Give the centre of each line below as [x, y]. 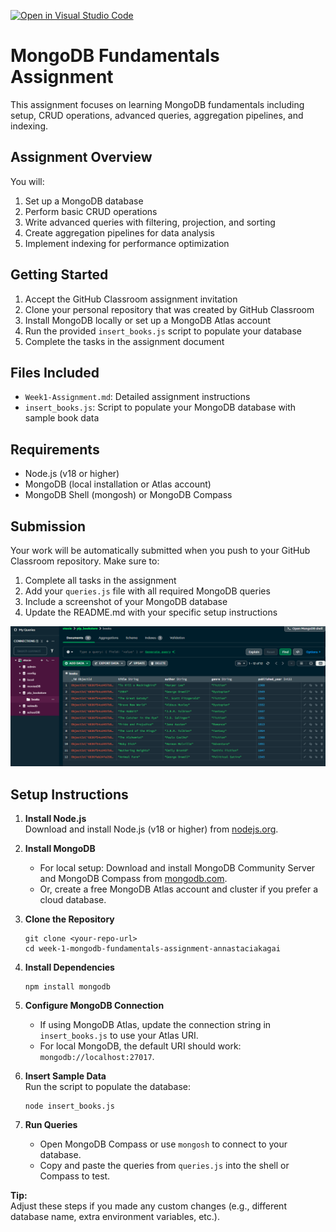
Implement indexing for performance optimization [127, 243]
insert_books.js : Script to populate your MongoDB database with [160, 407]
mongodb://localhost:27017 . [97, 1057]
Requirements [55, 449]
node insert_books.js [69, 1106]
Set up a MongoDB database [84, 201]
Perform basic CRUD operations [91, 211]
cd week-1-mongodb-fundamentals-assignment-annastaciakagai [152, 949]
